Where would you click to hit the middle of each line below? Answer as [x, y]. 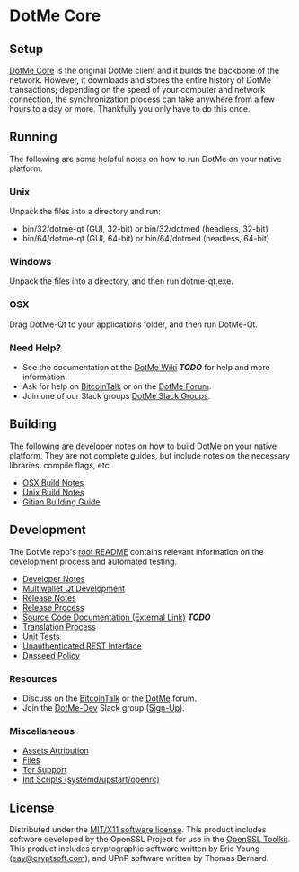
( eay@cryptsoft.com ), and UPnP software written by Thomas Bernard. [139, 858]
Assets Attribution [55, 751]
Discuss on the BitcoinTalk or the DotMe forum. [110, 698]
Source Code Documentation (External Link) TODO [116, 617]
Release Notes [49, 598]
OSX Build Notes [53, 482]
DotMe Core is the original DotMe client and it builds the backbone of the [145, 70]
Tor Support [44, 770]
